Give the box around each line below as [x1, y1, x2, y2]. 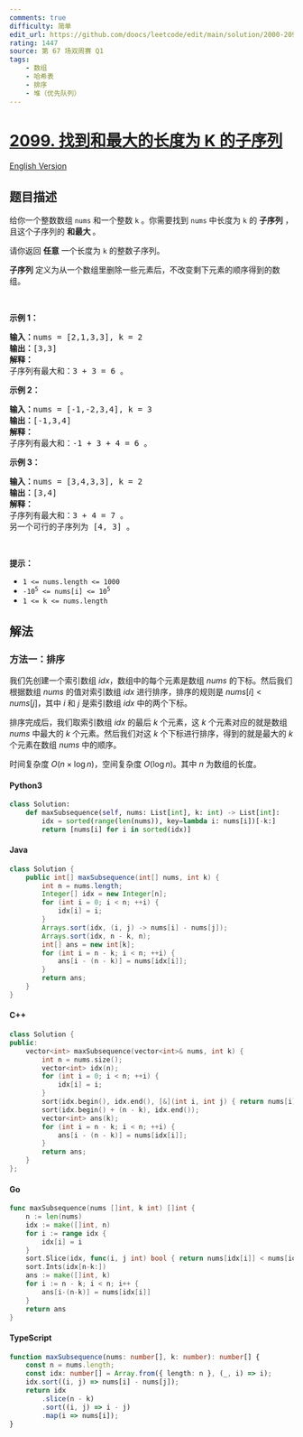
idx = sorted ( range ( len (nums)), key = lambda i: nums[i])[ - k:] [41, 816, 277, 826]
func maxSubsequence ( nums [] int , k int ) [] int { [9, 1204, 196, 1213]
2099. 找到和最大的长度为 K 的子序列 [9, 130, 283, 151]
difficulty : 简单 [9, 22, 72, 31]
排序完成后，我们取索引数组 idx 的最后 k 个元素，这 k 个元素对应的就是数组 [9, 717, 288, 728]
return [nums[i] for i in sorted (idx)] [41, 825, 192, 834]
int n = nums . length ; [41, 881, 124, 890]
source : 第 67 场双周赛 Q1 [9, 47, 104, 56]
